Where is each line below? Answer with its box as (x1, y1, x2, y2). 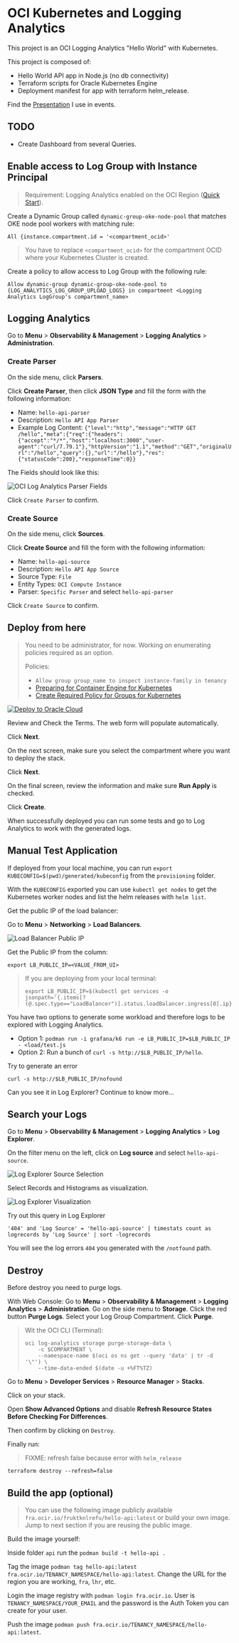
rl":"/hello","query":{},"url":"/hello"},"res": (17, 449, 165, 456)
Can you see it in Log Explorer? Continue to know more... (7, 1088, 174, 1096)
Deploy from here (7, 621, 87, 634)
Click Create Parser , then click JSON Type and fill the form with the (7, 387, 206, 395)
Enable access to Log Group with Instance (7, 160, 198, 172)
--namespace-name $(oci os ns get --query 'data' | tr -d (38, 1353, 213, 1360)
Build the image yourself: (7, 1535, 80, 1543)
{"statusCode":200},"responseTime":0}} (17, 456, 137, 463)
